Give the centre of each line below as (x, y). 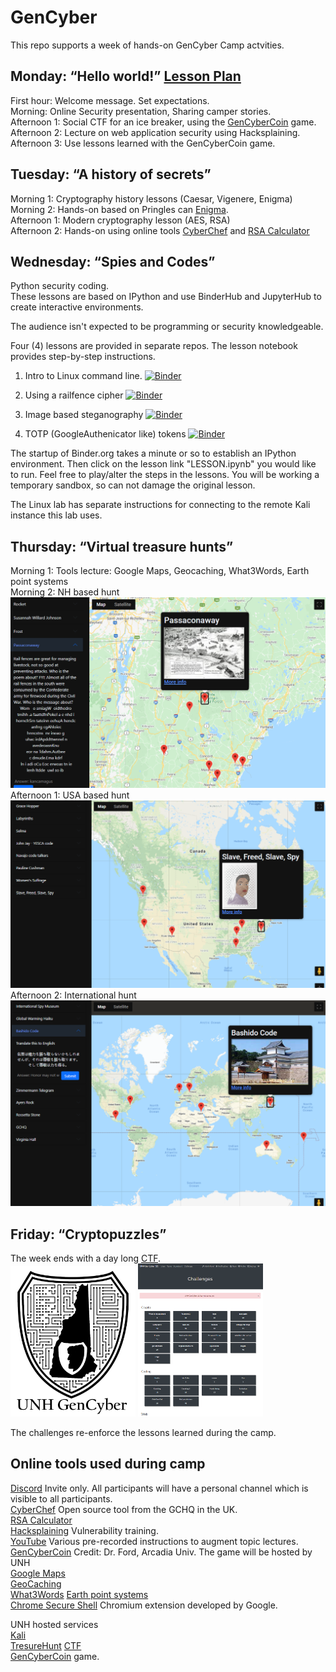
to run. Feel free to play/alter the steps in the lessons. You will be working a (165, 475)
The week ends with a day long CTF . (86, 1258)
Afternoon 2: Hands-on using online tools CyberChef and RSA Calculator (160, 230)
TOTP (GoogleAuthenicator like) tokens (105, 434)
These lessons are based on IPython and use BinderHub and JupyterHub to (166, 297)
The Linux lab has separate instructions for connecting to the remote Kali (160, 505)
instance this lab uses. (56, 515)
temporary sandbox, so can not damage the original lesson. (133, 485)
